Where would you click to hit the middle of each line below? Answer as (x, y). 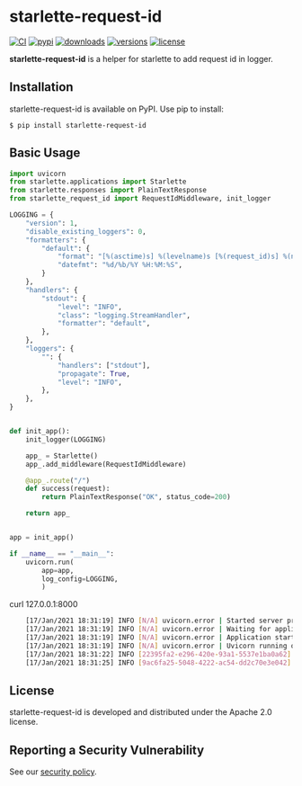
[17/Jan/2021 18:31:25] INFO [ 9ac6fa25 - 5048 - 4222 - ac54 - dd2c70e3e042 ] (159, 663)
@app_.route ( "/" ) (58, 480)
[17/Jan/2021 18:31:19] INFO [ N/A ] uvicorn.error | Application (148, 638)
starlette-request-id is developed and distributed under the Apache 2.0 (141, 712)
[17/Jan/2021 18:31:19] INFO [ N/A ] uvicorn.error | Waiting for (148, 630)
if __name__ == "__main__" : (62, 554)
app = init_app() (42, 538)
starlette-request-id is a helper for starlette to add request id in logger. (142, 58)
